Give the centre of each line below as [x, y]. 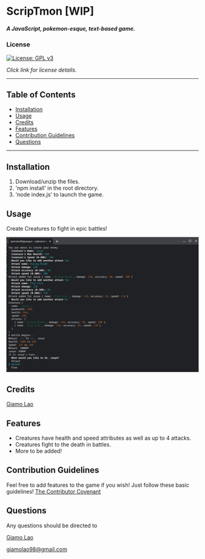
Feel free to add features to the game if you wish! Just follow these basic [98, 485]
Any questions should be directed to [52, 525]
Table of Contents [41, 94]
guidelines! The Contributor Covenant [54, 491]
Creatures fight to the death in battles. [63, 444]
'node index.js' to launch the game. [59, 194]
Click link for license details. [42, 70]
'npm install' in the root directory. [57, 188]
